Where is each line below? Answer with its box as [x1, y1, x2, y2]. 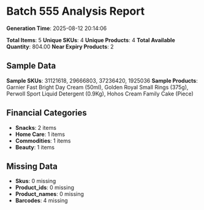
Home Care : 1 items [15, 130, 66, 138]
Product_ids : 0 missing [15, 184, 75, 191]
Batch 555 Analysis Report [6, 4, 145, 18]
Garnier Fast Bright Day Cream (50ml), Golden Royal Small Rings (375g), [6, 83, 189, 91]
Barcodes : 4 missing [15, 197, 69, 204]
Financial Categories [6, 108, 87, 118]
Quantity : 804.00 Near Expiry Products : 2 [6, 43, 114, 50]
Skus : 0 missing [15, 178, 56, 185]
